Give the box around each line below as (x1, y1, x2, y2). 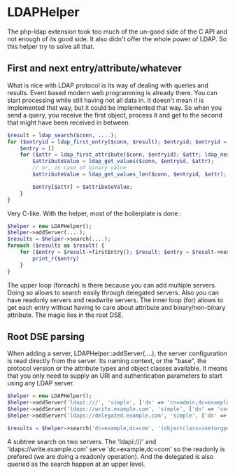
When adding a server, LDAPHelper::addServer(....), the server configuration (7, 349, 227, 357)
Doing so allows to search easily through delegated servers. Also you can (7, 288, 219, 297)
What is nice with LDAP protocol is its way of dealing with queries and (7, 81, 208, 90)
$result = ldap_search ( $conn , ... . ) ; (7, 132, 117, 139)
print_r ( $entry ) (32, 255, 80, 262)
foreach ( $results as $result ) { (7, 242, 105, 249)
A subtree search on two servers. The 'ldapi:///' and (7, 437, 157, 446)
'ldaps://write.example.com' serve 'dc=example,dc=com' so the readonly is (7, 445, 225, 453)
